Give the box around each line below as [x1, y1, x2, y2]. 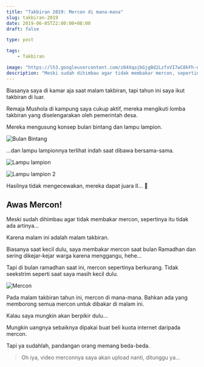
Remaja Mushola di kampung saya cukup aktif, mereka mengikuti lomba [6, 105, 186, 112]
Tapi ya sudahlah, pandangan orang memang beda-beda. [6, 342, 150, 349]
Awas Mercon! [6, 200, 63, 210]
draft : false [6, 26, 39, 32]
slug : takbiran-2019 [6, 15, 59, 21]
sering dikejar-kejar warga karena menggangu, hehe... [6, 252, 142, 259]
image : [6, 64, 23, 70]
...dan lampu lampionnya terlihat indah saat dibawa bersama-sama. [6, 146, 174, 154]
